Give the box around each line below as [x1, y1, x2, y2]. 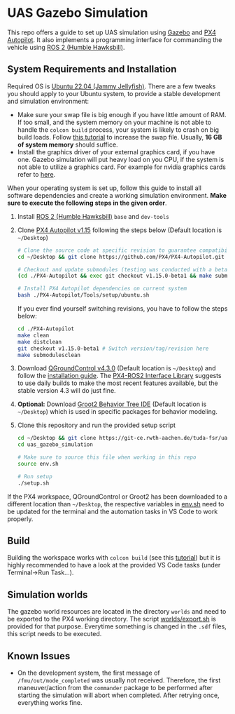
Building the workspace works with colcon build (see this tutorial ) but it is [7, 553, 221, 562]
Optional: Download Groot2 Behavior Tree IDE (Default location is [17, 400, 207, 408]
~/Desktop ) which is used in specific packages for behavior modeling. [17, 407, 218, 416]
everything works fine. [17, 699, 83, 707]
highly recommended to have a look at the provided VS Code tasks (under [7, 561, 221, 570]
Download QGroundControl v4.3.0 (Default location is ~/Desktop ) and [17, 364, 216, 372]
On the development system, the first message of [17, 668, 160, 678]
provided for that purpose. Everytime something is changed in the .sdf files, [7, 622, 227, 631]
